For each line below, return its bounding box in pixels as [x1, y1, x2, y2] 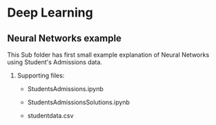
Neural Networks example [7, 32, 122, 44]
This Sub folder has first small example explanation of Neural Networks [7, 50, 210, 59]
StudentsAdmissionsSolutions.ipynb [27, 98, 130, 106]
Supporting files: [17, 71, 65, 79]
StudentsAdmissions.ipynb [27, 85, 104, 93]
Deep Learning [7, 5, 93, 21]
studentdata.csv [27, 112, 74, 119]
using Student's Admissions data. [7, 58, 102, 66]
